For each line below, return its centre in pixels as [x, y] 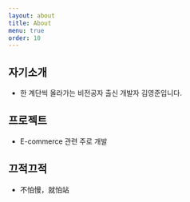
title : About [30, 23]
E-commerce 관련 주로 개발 [63, 141]
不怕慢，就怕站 [44, 189]
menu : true [26, 30]
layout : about [32, 16]
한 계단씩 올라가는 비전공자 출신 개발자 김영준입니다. [101, 93]
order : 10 [25, 38]
